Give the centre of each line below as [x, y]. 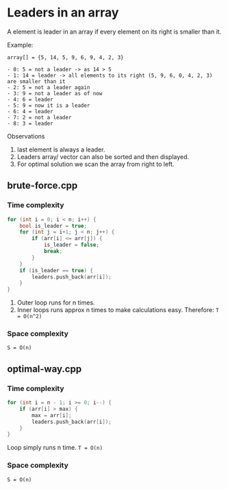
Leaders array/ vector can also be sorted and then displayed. [103, 156]
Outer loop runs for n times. [56, 302]
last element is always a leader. [61, 150]
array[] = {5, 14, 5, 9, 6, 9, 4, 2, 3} [66, 57]
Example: [20, 45]
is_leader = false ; [71, 245]
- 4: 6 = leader [30, 99]
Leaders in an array [63, 13]
